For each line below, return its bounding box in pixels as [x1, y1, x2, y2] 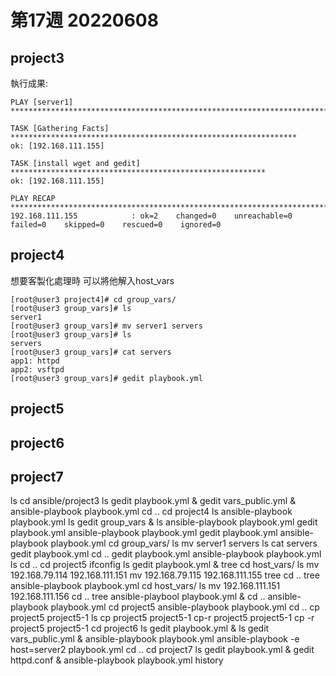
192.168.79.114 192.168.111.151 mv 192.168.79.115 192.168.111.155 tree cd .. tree [10, 569, 320, 581]
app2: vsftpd [10, 364, 65, 375]
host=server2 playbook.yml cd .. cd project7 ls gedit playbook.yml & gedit [10, 644, 315, 656]
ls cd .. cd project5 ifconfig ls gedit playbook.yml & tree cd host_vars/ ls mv [10, 559, 320, 571]
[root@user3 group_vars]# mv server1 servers [10, 321, 203, 331]
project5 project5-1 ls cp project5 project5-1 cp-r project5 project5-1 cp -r [10, 612, 315, 624]
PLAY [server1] [10, 97, 74, 107]
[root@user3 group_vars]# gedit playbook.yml [10, 373, 203, 383]
